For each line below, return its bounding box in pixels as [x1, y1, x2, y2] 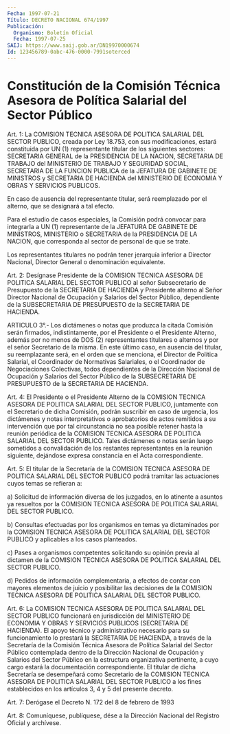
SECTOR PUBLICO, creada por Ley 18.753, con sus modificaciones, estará [7, 137, 217, 145]
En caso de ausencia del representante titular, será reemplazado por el [7, 194, 207, 203]
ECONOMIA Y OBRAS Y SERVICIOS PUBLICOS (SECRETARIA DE [7, 618, 189, 627]
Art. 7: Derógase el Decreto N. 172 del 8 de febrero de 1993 [7, 698, 174, 706]
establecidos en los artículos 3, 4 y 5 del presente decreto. [7, 684, 174, 693]
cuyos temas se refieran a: [7, 479, 82, 487]
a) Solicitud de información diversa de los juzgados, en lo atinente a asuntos [7, 493, 223, 501]
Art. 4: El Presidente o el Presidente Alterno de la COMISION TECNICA [7, 393, 206, 401]
